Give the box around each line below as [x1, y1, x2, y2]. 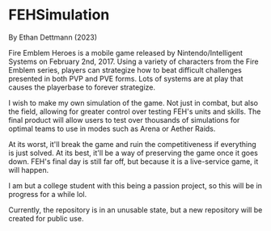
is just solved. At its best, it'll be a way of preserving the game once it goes [8, 148, 259, 157]
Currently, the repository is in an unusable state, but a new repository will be [8, 204, 263, 215]
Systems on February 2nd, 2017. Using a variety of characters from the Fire [8, 57, 259, 66]
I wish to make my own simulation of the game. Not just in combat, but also [8, 98, 259, 107]
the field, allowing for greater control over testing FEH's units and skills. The [8, 107, 261, 116]
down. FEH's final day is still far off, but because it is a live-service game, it [8, 156, 259, 166]
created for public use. [8, 213, 84, 223]
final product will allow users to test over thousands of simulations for [8, 115, 240, 124]
